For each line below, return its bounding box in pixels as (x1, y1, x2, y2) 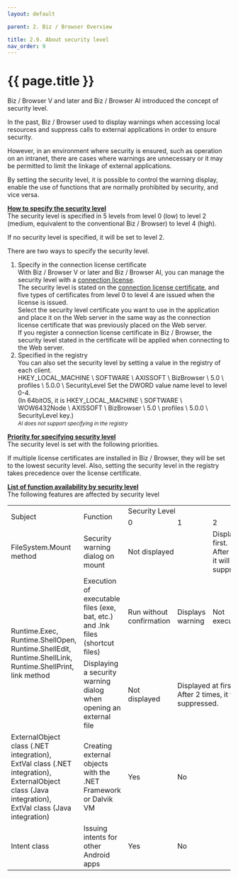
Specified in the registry (17, 351, 89, 360)
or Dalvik (83, 794, 113, 804)
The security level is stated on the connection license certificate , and (17, 283, 220, 291)
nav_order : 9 (7, 43, 46, 50)
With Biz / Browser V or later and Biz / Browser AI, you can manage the (17, 268, 225, 277)
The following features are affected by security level (7, 490, 159, 499)
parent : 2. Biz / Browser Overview (7, 23, 113, 30)
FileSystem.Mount (11, 543, 72, 552)
